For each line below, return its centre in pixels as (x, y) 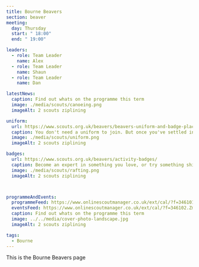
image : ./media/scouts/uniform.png (55, 138)
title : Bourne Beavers (34, 12)
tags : (13, 235)
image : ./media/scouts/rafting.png (55, 170)
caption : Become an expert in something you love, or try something (98, 165)
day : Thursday (29, 28)
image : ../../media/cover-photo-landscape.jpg (70, 219)
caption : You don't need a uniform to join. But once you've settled (99, 132)
